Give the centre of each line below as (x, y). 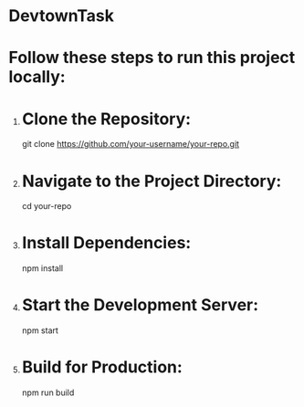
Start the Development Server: (140, 305)
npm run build (48, 392)
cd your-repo (47, 206)
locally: (37, 77)
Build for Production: (102, 367)
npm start (40, 330)
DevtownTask (62, 16)
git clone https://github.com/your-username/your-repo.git (130, 144)
